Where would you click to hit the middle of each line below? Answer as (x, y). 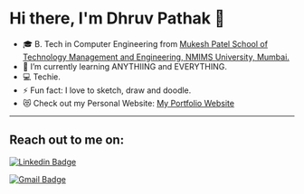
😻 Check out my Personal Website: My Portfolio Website (128, 103)
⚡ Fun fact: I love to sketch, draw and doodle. (107, 90)
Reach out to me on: (67, 140)
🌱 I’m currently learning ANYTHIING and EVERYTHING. (125, 66)
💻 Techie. (42, 77)
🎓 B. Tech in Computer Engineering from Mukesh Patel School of (145, 43)
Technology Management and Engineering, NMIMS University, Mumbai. (156, 57)
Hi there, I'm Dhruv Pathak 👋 (117, 18)
